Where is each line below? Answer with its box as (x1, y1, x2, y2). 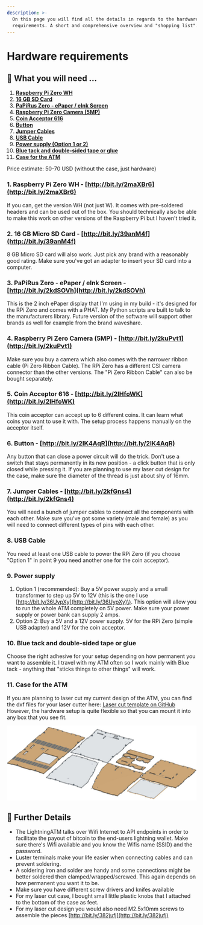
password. (15, 848, 42, 855)
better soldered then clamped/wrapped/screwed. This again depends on (15, 873, 196, 880)
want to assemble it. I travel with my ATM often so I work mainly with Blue (7, 659, 189, 666)
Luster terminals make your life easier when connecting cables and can (15, 854, 193, 861)
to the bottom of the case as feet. (15, 899, 99, 906)
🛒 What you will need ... (7, 73, 97, 83)
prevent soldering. (15, 860, 61, 868)
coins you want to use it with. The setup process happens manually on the (7, 417, 192, 425)
